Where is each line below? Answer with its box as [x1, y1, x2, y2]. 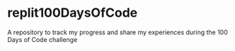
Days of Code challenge [7, 35, 78, 43]
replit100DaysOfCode [7, 5, 138, 21]
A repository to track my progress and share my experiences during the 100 [7, 28, 229, 36]
